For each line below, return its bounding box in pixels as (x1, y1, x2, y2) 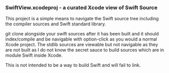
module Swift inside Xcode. (5, 52, 63, 58)
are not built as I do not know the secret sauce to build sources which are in (5, 47, 164, 53)
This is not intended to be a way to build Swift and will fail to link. (5, 62, 141, 68)
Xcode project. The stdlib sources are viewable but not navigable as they (5, 42, 158, 48)
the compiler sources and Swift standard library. (5, 21, 106, 27)
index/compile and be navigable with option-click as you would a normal (5, 36, 157, 42)
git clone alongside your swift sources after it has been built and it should (5, 31, 159, 37)
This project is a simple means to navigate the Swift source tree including (5, 16, 159, 22)
